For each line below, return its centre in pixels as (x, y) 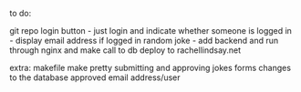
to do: (21, 13)
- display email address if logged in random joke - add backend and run (144, 41)
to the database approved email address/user (95, 77)
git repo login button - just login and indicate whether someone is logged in (150, 31)
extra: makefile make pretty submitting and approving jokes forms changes (150, 68)
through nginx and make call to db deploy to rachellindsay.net (125, 50)
